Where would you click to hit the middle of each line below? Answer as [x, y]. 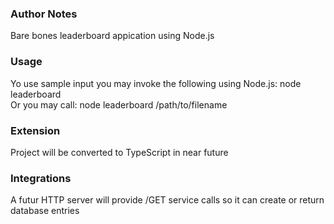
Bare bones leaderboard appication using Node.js [112, 36]
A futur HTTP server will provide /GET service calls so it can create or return [167, 200]
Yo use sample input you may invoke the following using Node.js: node [156, 83]
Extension [35, 130]
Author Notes [44, 14]
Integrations [41, 178]
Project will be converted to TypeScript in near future [119, 152]
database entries [45, 211]
